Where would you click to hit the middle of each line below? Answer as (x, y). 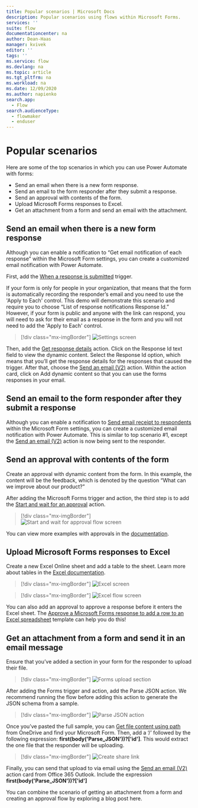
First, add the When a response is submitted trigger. (69, 276)
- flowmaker (26, 116)
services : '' (22, 22)
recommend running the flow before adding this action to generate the (92, 697)
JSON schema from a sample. (43, 704)
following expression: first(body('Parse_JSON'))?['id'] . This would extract (97, 739)
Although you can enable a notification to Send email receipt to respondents (99, 422)
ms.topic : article (29, 72)
